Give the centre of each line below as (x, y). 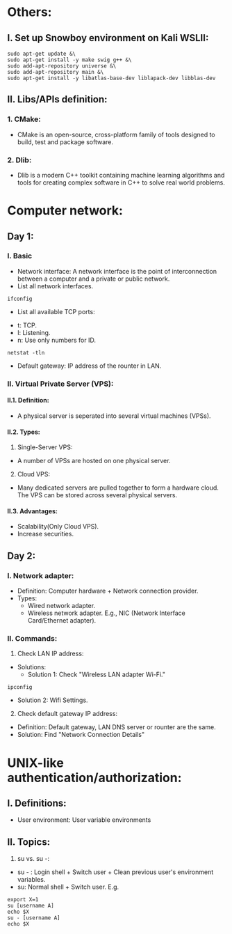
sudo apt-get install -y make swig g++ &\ (69, 60)
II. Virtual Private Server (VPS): (60, 384)
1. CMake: (24, 119)
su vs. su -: (33, 859)
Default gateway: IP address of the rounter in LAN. (89, 366)
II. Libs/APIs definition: (57, 99)
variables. (31, 880)
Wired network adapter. (61, 606)
